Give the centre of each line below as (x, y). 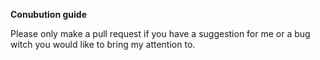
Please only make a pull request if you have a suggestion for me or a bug (160, 33)
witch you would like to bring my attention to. (103, 44)
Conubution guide (48, 14)
